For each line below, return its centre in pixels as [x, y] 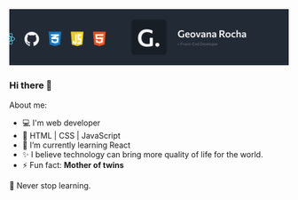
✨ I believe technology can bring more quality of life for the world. [142, 154]
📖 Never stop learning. [50, 185]
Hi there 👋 [31, 85]
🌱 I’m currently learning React [76, 145]
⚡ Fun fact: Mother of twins [73, 164]
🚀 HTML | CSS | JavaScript [71, 135]
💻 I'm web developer [61, 123]
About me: [28, 105]
